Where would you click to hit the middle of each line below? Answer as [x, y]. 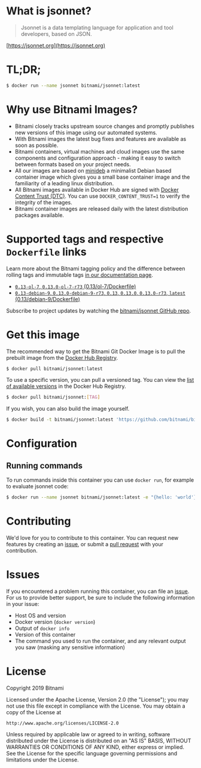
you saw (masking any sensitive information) [70, 647]
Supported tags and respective [85, 239]
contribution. [22, 550]
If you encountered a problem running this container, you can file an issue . [98, 591]
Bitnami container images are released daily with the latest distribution [101, 209]
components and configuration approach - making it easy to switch [98, 158]
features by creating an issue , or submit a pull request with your [85, 544]
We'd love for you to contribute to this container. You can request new [92, 538]
